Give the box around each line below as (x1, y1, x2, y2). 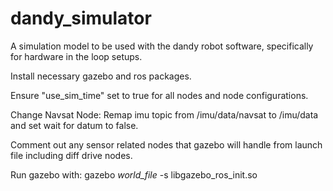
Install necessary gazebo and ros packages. (10, 70, 192, 82)
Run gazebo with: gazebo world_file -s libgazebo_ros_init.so (10, 168, 258, 181)
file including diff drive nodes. (10, 149, 133, 161)
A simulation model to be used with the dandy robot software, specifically (10, 40, 314, 52)
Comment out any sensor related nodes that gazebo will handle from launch (10, 138, 323, 151)
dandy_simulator (10, 7, 152, 30)
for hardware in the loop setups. (10, 50, 143, 62)
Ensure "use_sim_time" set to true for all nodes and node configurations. (10, 89, 309, 101)
